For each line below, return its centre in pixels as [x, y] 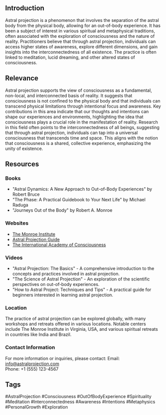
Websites [17, 223]
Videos [14, 258]
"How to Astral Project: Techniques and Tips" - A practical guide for [82, 289]
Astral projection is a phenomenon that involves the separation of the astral [82, 20]
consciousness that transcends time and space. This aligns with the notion [82, 138]
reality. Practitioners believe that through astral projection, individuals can [81, 41]
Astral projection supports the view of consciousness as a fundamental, [79, 90]
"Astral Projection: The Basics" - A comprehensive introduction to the [83, 268]
